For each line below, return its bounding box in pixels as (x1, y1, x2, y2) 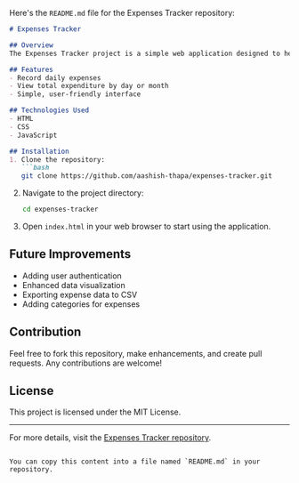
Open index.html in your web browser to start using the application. (21, 221, 271, 231)
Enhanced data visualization (21, 279, 126, 290)
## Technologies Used (9, 106, 90, 115)
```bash (20, 164, 50, 173)
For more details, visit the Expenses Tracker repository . (9, 432, 212, 443)
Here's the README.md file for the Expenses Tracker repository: (9, 8, 236, 18)
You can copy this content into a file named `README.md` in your (9, 457, 261, 466)
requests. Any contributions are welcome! (9, 358, 163, 368)
